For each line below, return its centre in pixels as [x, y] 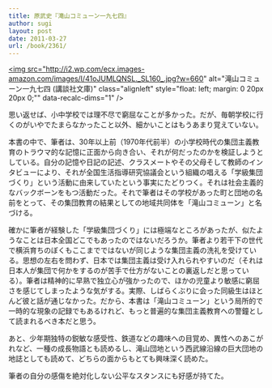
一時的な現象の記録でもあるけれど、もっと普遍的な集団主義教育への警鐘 [129, 311]
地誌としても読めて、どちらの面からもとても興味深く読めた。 [110, 359]
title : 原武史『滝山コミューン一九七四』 [69, 16]
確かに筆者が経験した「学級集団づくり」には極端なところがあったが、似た [132, 230]
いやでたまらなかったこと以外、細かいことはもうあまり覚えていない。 [146, 125]
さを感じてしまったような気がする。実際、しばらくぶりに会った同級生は [129, 291]
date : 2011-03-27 [38, 38]
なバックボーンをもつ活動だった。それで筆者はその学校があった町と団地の [132, 193]
